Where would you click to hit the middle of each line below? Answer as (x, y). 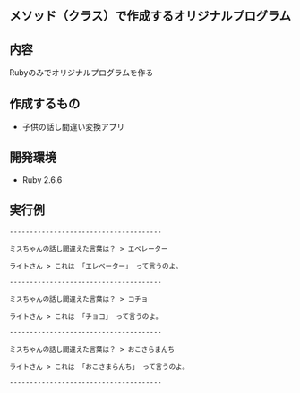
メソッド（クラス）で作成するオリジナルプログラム (150, 16)
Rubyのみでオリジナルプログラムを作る (81, 73)
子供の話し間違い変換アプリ (73, 127)
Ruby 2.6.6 (42, 179)
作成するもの (45, 103)
